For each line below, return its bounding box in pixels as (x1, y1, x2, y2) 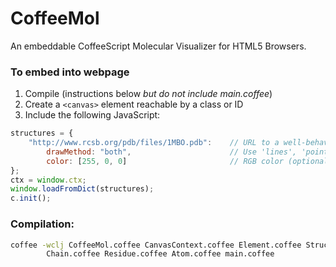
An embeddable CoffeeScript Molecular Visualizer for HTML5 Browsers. (10, 40, 307, 52)
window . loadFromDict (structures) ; (10, 184, 155, 194)
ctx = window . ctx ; (10, 175, 87, 185)
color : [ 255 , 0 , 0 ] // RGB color (46, 156, 284, 166)
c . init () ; (10, 193, 52, 204)
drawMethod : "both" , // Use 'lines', (46, 147, 298, 157)
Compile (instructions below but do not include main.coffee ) (24, 88, 273, 100)
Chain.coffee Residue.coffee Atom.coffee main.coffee (46, 249, 275, 259)
